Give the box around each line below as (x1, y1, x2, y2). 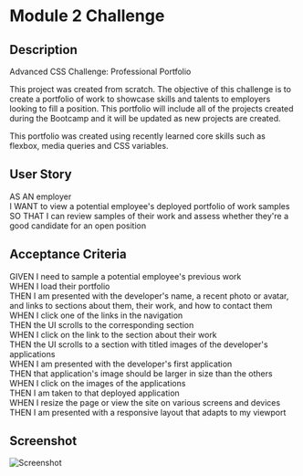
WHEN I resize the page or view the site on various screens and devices (9, 397, 281, 407)
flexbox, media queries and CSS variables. (9, 141, 169, 151)
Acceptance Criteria (9, 247, 127, 262)
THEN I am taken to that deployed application (9, 387, 180, 398)
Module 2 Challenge (9, 5, 165, 26)
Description (9, 42, 78, 58)
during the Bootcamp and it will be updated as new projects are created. (9, 113, 281, 123)
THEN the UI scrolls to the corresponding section (9, 319, 194, 330)
